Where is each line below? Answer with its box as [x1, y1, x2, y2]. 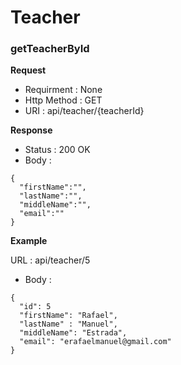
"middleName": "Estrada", [19, 328, 128, 338]
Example [10, 235, 48, 247]
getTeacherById [10, 42, 90, 56]
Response [10, 124, 53, 136]
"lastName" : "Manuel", [19, 319, 118, 330]
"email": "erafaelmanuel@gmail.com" [19, 337, 172, 347]
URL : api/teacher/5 [10, 254, 91, 266]
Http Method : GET [24, 94, 103, 106]
